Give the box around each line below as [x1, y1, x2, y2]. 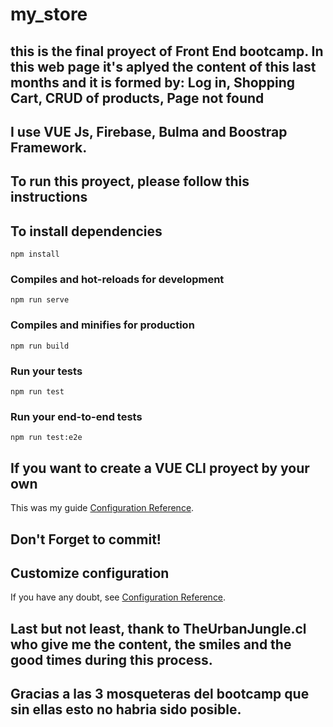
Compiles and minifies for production [10, 318, 195, 332]
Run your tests [10, 364, 83, 378]
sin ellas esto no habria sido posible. [10, 701, 242, 718]
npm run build [10, 341, 70, 351]
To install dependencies [10, 223, 163, 240]
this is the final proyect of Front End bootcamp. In [10, 43, 324, 60]
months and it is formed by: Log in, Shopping [10, 74, 296, 91]
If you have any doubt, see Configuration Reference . [10, 591, 227, 603]
